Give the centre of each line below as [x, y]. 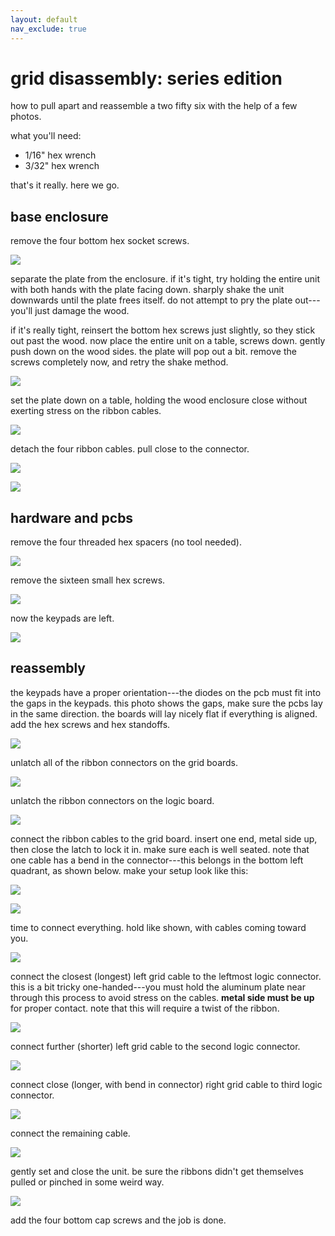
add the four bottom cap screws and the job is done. [118, 1220]
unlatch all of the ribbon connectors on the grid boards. [124, 762]
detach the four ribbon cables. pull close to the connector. [130, 449]
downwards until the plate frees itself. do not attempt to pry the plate [151, 300]
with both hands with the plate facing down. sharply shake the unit [147, 290]
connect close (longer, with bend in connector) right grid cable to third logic [166, 1084]
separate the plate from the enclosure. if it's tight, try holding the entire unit [165, 279]
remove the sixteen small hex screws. [88, 580]
